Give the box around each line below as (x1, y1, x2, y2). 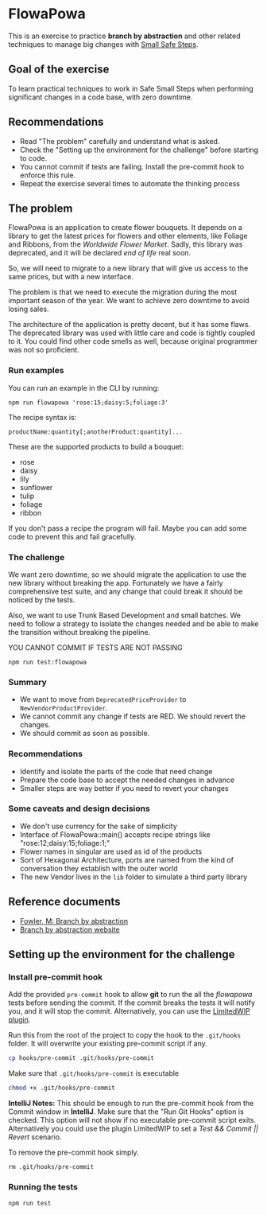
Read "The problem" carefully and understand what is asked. (19, 136, 220, 146)
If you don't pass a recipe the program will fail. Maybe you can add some (8, 523, 247, 533)
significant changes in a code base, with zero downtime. (8, 92, 193, 102)
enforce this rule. (19, 170, 76, 180)
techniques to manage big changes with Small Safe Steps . (8, 39, 199, 49)
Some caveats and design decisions (8, 803, 151, 814)
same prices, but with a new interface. (8, 272, 133, 282)
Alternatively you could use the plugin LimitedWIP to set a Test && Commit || (8, 1123, 259, 1134)
